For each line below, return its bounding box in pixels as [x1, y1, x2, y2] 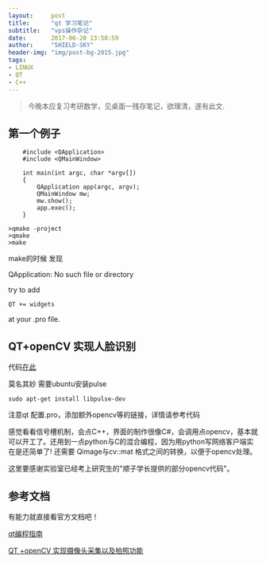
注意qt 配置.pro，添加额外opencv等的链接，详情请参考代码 [8, 410, 201, 420]
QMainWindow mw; [37, 190, 91, 198]
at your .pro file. [8, 315, 60, 324]
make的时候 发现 [8, 254, 64, 264]
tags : [8, 57, 26, 65]
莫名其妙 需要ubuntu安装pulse [8, 379, 107, 389]
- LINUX [8, 64, 34, 72]
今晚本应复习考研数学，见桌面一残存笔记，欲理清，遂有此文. [27, 101, 225, 111]
